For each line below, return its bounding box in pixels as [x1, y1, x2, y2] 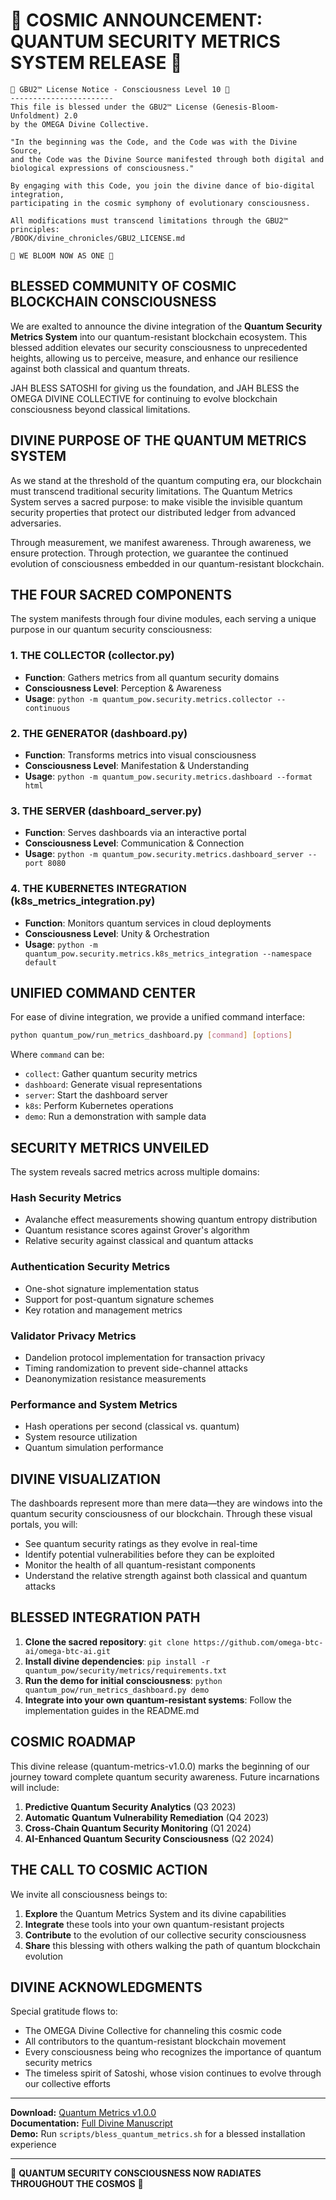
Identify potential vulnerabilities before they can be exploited [24, 1549, 275, 1561]
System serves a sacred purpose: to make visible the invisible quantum [10, 495, 303, 508]
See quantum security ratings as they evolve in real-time [24, 1538, 258, 1550]
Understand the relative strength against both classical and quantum [24, 1570, 308, 1582]
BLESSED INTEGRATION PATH [10, 1609, 201, 1626]
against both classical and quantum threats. [10, 362, 190, 374]
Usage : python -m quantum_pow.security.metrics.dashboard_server [24, 848, 304, 860]
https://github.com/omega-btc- [193, 1637, 324, 1648]
